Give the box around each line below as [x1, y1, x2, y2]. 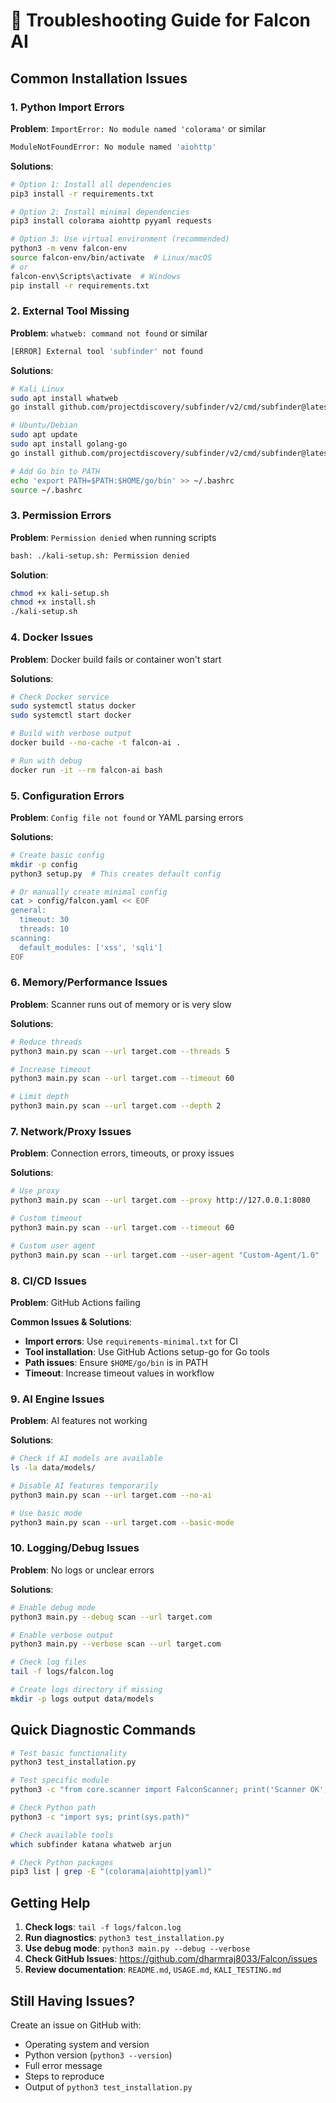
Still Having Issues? [10, 1992, 136, 2009]
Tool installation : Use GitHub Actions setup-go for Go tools [24, 1345, 270, 1358]
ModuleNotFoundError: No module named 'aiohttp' [10, 142, 217, 152]
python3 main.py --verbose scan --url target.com [10, 1639, 222, 1649]
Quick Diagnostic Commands [10, 1722, 197, 1739]
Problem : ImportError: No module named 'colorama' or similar [10, 122, 267, 134]
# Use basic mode [10, 1508, 83, 1518]
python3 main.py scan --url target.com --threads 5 [10, 1046, 230, 1056]
